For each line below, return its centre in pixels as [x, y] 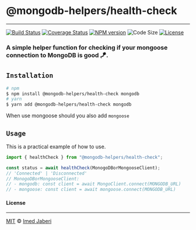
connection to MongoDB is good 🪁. [57, 55]
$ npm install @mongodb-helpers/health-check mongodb [73, 94]
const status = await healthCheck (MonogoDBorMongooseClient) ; [83, 168]
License [16, 203]
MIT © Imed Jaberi [29, 221]
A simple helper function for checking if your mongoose [87, 47]
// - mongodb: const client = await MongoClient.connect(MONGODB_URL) [94, 184]
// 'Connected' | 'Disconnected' [47, 173]
